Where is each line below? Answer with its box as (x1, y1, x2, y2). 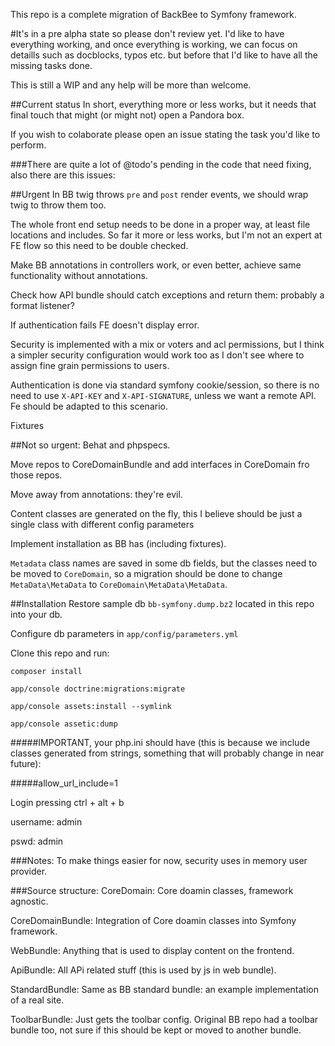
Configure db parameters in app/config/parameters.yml (10, 628, 239, 639)
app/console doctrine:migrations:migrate (10, 684, 186, 694)
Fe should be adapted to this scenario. (10, 400, 168, 412)
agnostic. (10, 895, 49, 907)
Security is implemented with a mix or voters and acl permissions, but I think (10, 339, 325, 350)
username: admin (10, 816, 83, 828)
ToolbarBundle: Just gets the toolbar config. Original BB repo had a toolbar (10, 1014, 319, 1025)
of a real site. (10, 994, 65, 1006)
